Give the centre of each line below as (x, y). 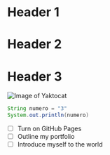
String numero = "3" (37, 109)
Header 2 (35, 45)
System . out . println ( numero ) (48, 115)
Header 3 (35, 76)
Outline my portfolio (46, 137)
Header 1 (33, 12)
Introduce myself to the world (60, 144)
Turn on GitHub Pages (49, 129)
